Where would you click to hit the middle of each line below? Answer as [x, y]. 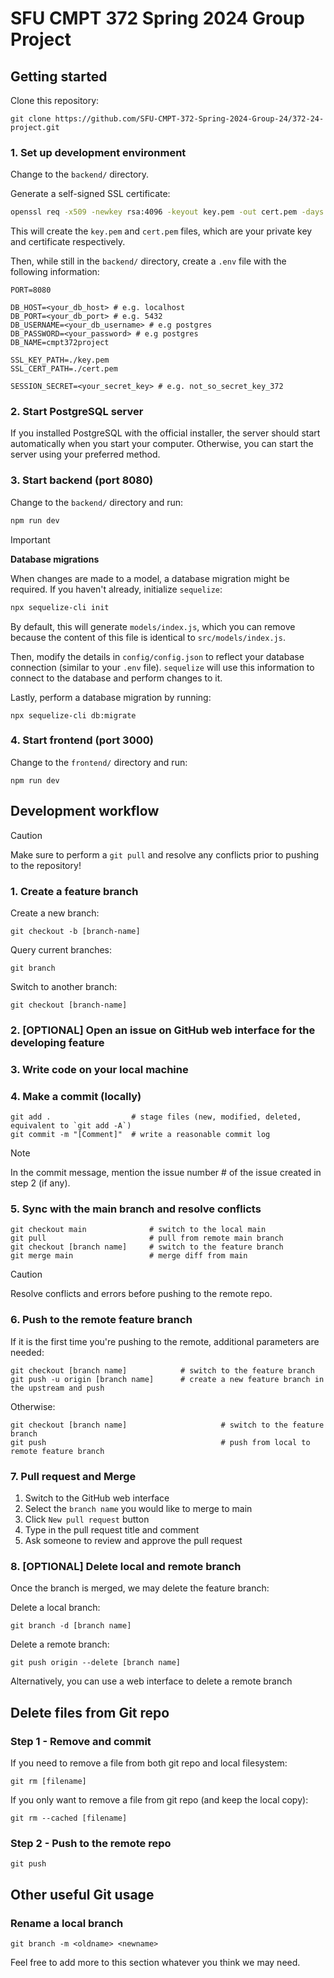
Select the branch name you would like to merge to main [138, 1508]
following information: [55, 272]
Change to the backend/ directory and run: [97, 502]
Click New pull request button [87, 1519]
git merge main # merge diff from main [129, 1256]
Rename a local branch [67, 1923]
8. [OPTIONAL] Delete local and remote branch [126, 1566]
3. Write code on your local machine [99, 1069]
